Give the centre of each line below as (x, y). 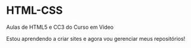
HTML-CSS (35, 10)
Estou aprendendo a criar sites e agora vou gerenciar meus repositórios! (96, 38)
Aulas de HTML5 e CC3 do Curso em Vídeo (60, 27)
